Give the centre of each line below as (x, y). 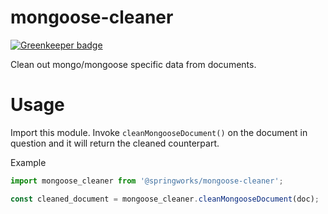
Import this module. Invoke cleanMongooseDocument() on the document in (159, 132)
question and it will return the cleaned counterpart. (115, 143)
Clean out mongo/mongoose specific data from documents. (133, 64)
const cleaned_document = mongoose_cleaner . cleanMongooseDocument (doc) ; (165, 199)
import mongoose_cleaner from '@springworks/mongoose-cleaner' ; (147, 181)
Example (28, 162)
